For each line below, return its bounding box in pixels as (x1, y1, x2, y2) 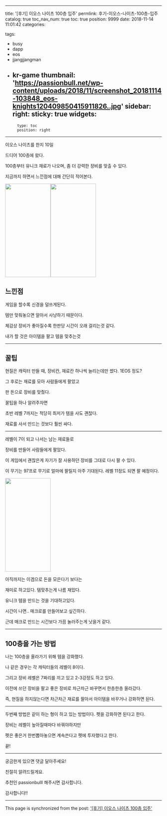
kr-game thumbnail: (12, 71, 76, 80)
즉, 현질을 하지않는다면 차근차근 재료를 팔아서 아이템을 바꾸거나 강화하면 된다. (5, 696, 155, 702)
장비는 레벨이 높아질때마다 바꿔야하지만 (5, 722, 81, 728)
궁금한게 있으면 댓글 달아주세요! (5, 758, 67, 764)
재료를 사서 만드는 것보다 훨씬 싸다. (5, 421, 73, 427)
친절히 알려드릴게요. (5, 769, 44, 775)
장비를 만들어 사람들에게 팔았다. (5, 447, 67, 453)
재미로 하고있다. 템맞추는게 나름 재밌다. (5, 587, 81, 593)
